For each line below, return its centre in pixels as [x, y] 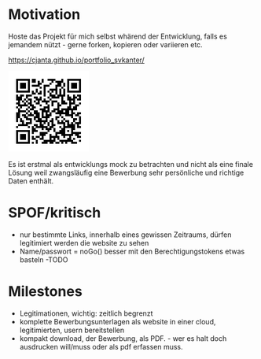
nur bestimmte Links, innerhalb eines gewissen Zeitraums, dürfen [125, 235]
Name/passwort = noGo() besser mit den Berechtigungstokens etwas [132, 251]
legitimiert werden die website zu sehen [84, 242]
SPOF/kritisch [55, 213]
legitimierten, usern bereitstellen [72, 330]
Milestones [45, 292]
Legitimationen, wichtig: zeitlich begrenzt [86, 313]
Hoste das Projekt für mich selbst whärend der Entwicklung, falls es [118, 36]
